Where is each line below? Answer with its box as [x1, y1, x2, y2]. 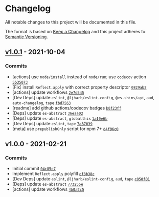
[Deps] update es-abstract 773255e [12, 181, 83, 187]
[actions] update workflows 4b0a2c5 [12, 186, 85, 192]
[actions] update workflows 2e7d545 [12, 89, 85, 95]
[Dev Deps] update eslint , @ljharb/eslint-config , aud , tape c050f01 [12, 176, 150, 182]
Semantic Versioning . [5, 34, 48, 40]
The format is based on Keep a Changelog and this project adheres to [5, 28, 146, 34]
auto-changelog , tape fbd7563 [12, 100, 71, 106]
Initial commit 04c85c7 [12, 166, 56, 172]
